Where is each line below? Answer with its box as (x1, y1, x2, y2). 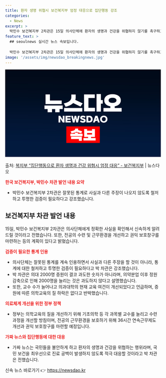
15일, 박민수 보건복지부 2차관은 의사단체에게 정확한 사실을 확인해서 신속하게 (5, 225, 151, 232)
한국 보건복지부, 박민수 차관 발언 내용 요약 (5, 179, 84, 185)
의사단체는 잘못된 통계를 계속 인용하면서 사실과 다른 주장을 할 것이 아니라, (12, 259, 154, 265)
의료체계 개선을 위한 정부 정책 (5, 300, 61, 306)
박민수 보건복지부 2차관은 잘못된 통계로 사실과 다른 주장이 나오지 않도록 (12, 190, 150, 195)
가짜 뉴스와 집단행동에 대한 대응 (5, 334, 65, 339)
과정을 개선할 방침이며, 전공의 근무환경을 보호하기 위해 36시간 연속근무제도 (12, 317, 157, 323)
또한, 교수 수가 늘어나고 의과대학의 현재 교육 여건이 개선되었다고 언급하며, (12, 284, 154, 290)
